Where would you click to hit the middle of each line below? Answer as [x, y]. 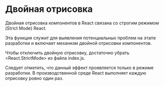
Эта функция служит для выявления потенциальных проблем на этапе [81, 38]
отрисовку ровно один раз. [34, 78]
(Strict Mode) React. [26, 28]
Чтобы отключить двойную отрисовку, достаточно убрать [67, 53]
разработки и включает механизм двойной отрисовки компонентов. [79, 43]
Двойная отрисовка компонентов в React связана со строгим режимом [82, 23]
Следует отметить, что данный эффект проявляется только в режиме [80, 68]
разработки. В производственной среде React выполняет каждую [76, 73]
